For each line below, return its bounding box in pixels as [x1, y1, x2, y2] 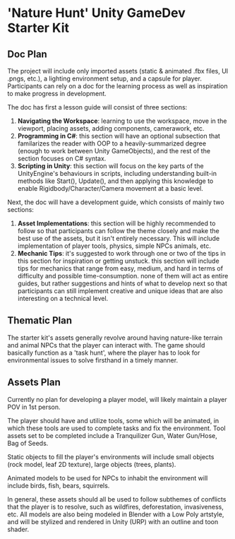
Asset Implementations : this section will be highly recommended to [17, 219, 216, 227]
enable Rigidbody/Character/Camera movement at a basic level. [17, 184, 203, 192]
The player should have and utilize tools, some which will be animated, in [7, 416, 219, 425]
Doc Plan [7, 48, 47, 60]
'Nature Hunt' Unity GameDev [7, 5, 186, 21]
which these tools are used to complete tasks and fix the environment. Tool [7, 424, 226, 432]
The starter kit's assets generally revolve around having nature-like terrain [7, 333, 223, 342]
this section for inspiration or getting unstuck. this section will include [17, 256, 220, 265]
